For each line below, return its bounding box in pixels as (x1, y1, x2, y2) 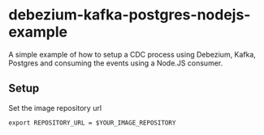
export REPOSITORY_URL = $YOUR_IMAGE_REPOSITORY (8, 119, 176, 127)
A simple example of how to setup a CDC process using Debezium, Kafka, (8, 49, 256, 59)
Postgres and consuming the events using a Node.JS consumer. (8, 58, 223, 68)
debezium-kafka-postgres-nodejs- (8, 6, 251, 24)
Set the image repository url (8, 103, 102, 112)
